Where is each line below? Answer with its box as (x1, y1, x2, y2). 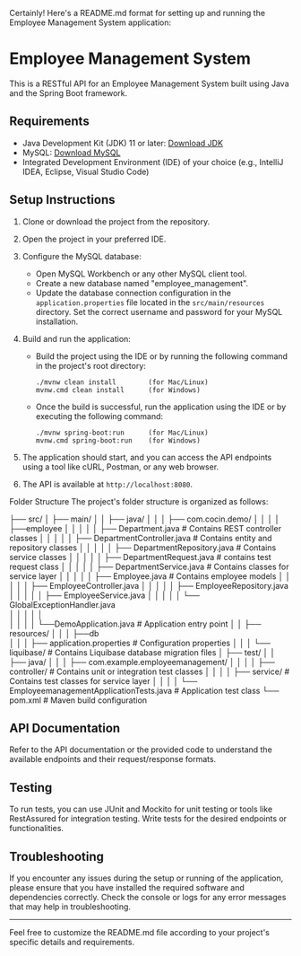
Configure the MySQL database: (21, 250, 142, 261)
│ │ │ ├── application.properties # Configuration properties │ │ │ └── (9, 637, 271, 648)
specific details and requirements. (9, 937, 135, 947)
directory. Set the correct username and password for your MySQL (35, 306, 283, 317)
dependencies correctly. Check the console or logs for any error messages (9, 892, 287, 902)
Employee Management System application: (9, 17, 172, 28)
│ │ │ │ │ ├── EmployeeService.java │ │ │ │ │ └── (9, 590, 200, 601)
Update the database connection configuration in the (35, 287, 231, 298)
